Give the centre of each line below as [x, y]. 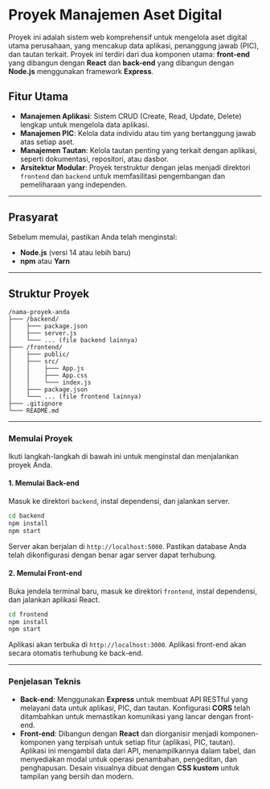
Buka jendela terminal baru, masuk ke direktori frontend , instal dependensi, [133, 591]
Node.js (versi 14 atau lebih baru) [75, 252]
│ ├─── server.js [43, 333]
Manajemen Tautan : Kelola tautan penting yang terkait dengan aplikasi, [138, 150]
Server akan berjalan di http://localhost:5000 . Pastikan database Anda [127, 546]
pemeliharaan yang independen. [73, 184]
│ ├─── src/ [34, 361]
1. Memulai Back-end [44, 483]
